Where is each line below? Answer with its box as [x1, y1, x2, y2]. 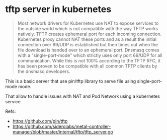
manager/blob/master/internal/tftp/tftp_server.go [12, 128, 113, 134]
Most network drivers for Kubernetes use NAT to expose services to [17, 20, 159, 26]
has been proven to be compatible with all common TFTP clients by [17, 63, 157, 69]
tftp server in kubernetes [5, 4, 112, 15]
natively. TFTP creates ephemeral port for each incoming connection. [17, 31, 162, 37]
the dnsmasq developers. [17, 68, 70, 74]
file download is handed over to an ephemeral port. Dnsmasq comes [17, 47, 159, 53]
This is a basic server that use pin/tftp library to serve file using [5, 78, 136, 84]
